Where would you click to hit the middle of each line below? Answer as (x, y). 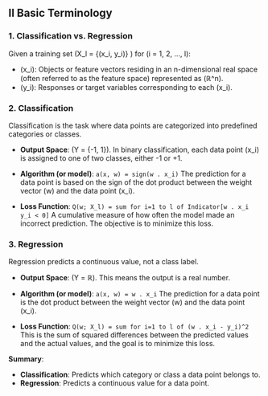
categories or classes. (45, 134)
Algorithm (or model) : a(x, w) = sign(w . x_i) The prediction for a (133, 174)
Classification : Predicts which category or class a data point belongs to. (140, 375)
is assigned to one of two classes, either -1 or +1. (101, 158)
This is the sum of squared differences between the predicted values (134, 335)
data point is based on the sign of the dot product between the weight (136, 182)
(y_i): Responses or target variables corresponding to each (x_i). (126, 87)
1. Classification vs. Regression (70, 36)
